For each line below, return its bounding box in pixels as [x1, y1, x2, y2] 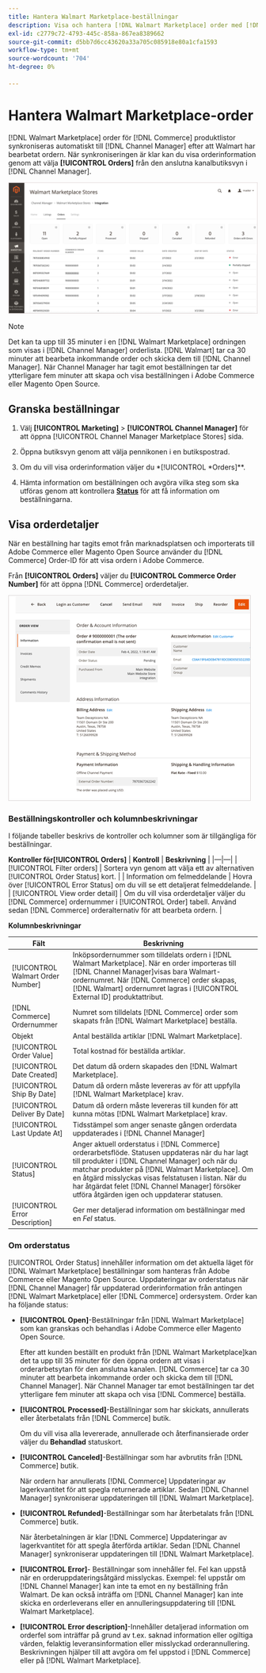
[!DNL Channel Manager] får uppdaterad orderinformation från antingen [8, 1283, 243, 1292]
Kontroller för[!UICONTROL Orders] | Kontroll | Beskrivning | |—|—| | [8, 855, 237, 864]
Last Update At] [11, 1128, 63, 1138]
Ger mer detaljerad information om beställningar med [72, 1205, 245, 1215]
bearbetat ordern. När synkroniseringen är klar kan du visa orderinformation [8, 149, 256, 159]
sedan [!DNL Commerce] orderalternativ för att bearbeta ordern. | [8, 905, 222, 915]
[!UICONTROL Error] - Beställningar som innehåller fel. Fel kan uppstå [19, 1564, 247, 1574]
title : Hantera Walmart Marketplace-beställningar [8, 13, 179, 21]
